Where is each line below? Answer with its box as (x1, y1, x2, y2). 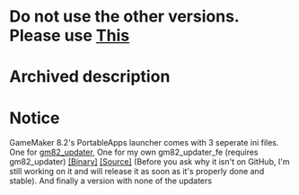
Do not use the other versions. (9, 6, 240, 27)
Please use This (9, 25, 130, 46)
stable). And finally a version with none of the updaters (9, 175, 213, 186)
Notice (9, 108, 60, 128)
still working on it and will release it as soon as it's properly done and (9, 166, 265, 177)
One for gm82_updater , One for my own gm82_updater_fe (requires (9, 146, 259, 158)
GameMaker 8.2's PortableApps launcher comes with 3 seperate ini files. (9, 137, 279, 148)
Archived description (9, 66, 171, 87)
